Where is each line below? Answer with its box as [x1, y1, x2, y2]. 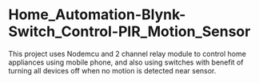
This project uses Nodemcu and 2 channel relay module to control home [8, 49, 246, 58]
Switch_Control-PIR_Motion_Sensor [8, 22, 251, 41]
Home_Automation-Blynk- [8, 6, 186, 24]
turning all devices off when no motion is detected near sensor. [8, 65, 217, 75]
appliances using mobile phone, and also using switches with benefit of [8, 57, 244, 67]
